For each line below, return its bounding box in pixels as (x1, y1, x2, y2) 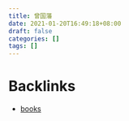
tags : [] (8, 42, 38, 50)
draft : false (8, 27, 53, 35)
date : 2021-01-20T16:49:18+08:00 (8, 19, 122, 28)
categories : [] (8, 34, 60, 43)
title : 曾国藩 (8, 11, 53, 20)
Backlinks (8, 77, 76, 96)
